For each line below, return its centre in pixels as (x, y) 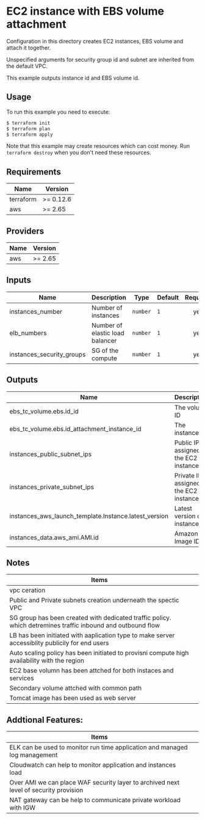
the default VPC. (27, 66)
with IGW (22, 808)
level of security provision (46, 790)
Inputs (19, 280)
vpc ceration (27, 590)
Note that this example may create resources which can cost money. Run (98, 146)
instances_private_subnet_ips (52, 487)
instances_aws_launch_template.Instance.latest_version (89, 516)
